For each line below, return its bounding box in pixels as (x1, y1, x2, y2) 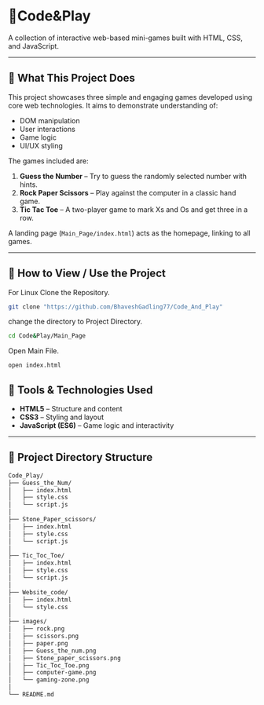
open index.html (8, 361, 61, 370)
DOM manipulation (19, 115, 80, 125)
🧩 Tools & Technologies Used (8, 383, 153, 396)
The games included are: (8, 156, 89, 166)
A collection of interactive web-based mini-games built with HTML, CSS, (8, 33, 244, 42)
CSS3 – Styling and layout (19, 412, 104, 422)
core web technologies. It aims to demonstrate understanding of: (8, 100, 218, 110)
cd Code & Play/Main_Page (8, 332, 86, 340)
